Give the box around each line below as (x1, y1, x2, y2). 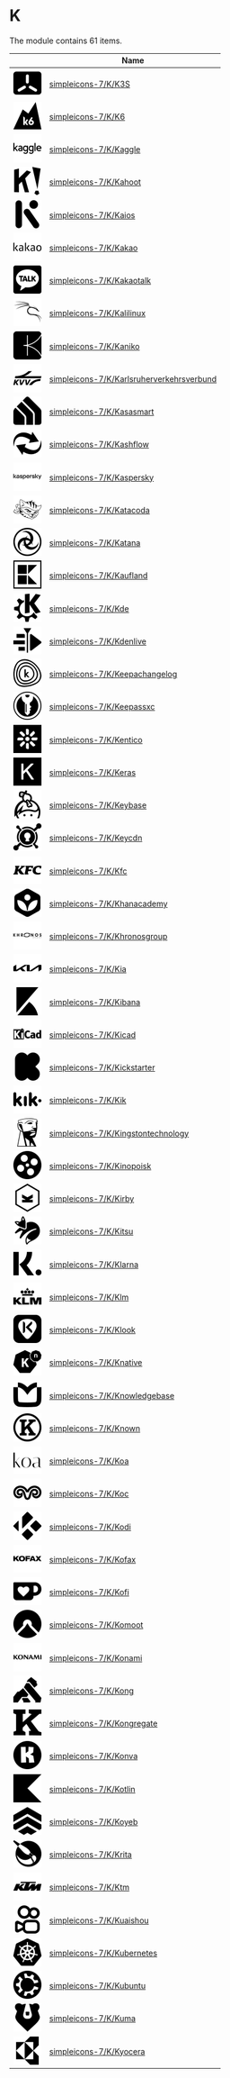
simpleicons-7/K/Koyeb (49, 1816, 138, 1827)
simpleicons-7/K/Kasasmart (49, 406, 155, 417)
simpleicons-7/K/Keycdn (49, 832, 143, 843)
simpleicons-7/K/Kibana (49, 996, 141, 1007)
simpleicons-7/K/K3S (49, 78, 130, 89)
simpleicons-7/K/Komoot (49, 1620, 144, 1630)
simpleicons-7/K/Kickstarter (49, 1062, 155, 1073)
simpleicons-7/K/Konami (49, 1652, 143, 1663)
